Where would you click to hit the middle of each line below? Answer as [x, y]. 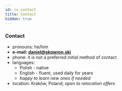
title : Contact [21, 14]
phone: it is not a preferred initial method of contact [64, 57]
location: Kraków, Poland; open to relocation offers [63, 83]
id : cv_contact [21, 10]
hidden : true [18, 19]
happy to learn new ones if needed [55, 78]
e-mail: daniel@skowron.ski [42, 52]
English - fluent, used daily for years [56, 73]
